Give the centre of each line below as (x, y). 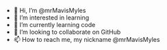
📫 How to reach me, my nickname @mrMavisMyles (87, 40)
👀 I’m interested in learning (51, 18)
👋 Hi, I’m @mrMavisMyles (50, 10)
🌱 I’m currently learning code (54, 25)
